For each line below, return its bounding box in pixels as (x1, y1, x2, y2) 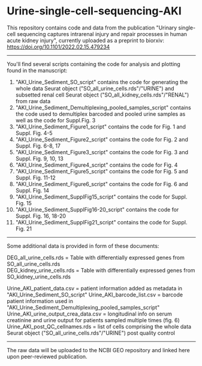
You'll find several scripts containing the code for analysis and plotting (7, 60, 180, 67)
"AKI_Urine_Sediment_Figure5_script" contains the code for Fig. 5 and (15, 167, 188, 175)
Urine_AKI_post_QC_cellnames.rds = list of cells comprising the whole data (7, 323, 191, 330)
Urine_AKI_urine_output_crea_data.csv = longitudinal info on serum (7, 310, 173, 317)
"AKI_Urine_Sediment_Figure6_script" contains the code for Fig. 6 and (15, 180, 188, 187)
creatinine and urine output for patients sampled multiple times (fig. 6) (7, 316, 180, 323)
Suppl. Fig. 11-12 (15, 174, 56, 181)
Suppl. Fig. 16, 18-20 (15, 212, 67, 220)
